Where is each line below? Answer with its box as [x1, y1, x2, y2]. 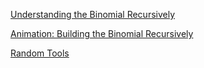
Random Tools [10, 47, 70, 59]
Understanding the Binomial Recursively [10, 9, 176, 20]
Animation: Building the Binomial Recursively [10, 28, 194, 39]
